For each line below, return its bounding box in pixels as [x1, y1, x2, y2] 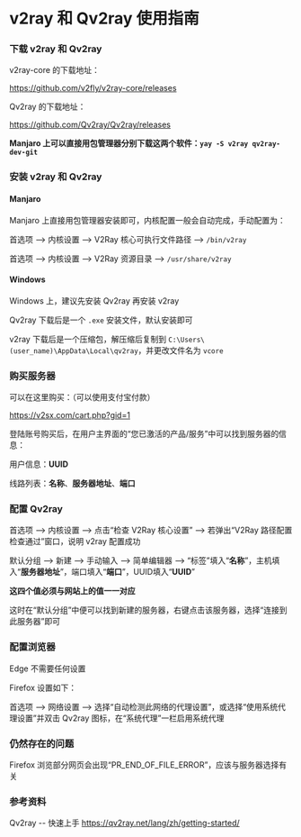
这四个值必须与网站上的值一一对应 [9, 586, 136, 596]
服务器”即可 [16, 616, 61, 627]
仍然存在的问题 [9, 737, 75, 750]
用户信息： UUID [9, 459, 69, 469]
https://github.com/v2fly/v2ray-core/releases [9, 83, 177, 94]
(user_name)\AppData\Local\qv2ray [9, 346, 139, 356]
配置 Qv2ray [9, 503, 63, 515]
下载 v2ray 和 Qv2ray [9, 42, 102, 55]
